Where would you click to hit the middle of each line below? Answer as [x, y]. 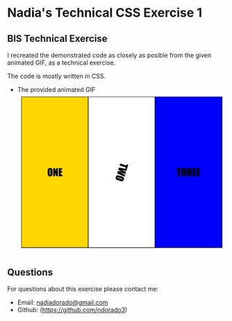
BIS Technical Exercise [57, 39]
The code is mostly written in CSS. [57, 76]
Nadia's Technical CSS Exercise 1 [105, 13]
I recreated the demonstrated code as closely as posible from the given [109, 55]
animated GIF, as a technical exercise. [61, 63]
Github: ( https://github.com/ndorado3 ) [72, 310]
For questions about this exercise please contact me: [83, 289]
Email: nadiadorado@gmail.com [63, 303]
